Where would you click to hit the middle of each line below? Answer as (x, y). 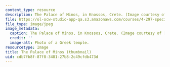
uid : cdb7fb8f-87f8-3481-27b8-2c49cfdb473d (52, 57)
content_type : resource (30, 10)
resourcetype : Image (27, 47)
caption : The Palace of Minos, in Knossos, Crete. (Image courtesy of (86, 33)
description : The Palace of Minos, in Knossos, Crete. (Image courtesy (82, 15)
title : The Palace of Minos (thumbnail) (49, 52)
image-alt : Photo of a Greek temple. (50, 43)
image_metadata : (22, 29)
